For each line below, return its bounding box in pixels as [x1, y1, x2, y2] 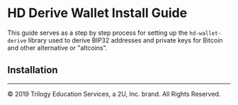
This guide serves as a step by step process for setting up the [7, 28, 188, 37]
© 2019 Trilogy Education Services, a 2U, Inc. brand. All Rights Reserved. [7, 89, 221, 98]
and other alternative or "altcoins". [7, 43, 108, 52]
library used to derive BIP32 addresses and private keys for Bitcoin [28, 35, 223, 44]
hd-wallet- [189, 30, 222, 37]
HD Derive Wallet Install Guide [7, 5, 188, 21]
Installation [7, 64, 58, 76]
